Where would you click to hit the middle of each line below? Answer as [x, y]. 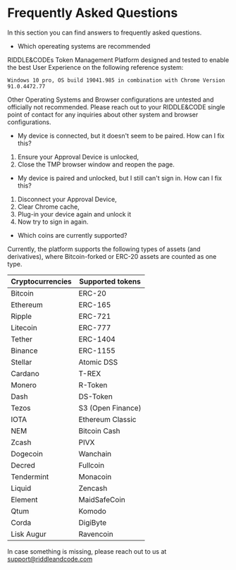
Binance [24, 351]
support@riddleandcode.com [50, 559]
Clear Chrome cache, [48, 207]
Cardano [25, 373]
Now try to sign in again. [53, 222]
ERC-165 [95, 305]
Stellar [21, 362]
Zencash [93, 488]
